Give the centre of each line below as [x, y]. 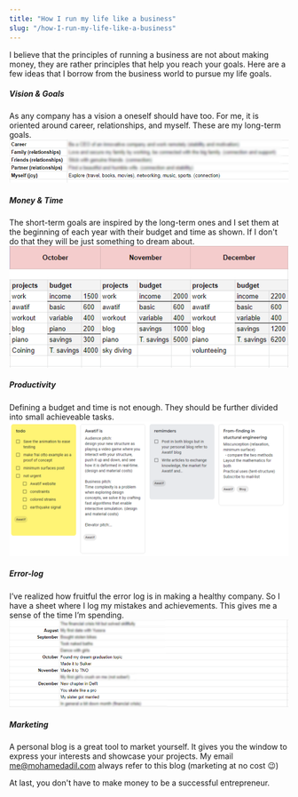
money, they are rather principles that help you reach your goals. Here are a [148, 64]
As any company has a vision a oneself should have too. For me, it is [134, 116]
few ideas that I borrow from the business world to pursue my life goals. [141, 73]
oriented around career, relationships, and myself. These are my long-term [145, 125]
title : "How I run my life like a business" [93, 19]
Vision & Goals [37, 94]
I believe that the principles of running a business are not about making [139, 54]
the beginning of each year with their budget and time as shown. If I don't [143, 232]
